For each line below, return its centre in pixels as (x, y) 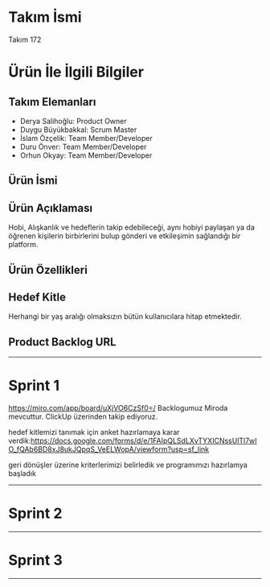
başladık (22, 473)
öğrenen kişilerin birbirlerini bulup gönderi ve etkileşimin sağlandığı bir (125, 236)
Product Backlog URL (62, 342)
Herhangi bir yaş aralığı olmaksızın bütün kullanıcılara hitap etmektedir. (125, 316)
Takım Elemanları (52, 102)
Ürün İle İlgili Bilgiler (76, 72)
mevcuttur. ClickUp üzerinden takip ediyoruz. (83, 417)
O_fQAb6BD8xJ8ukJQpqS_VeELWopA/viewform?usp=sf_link (109, 449)
